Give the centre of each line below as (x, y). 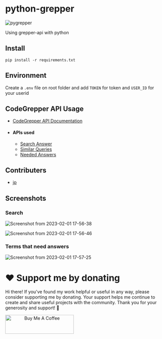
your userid (17, 93)
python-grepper (40, 9)
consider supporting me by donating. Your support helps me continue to (80, 297)
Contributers (26, 170)
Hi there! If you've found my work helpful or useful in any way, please (77, 292)
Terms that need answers (37, 246)
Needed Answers (38, 154)
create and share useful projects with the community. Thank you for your (81, 303)
